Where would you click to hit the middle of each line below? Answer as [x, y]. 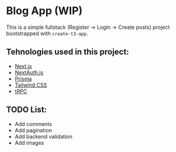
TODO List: [27, 110]
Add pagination [33, 130]
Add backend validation [43, 136]
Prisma [23, 78]
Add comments [33, 124]
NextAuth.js [29, 72]
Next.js [23, 66]
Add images [29, 143]
